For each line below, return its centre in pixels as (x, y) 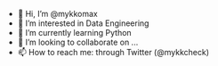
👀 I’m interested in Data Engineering (83, 23)
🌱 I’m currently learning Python (74, 33)
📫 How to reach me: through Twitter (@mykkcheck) (113, 52)
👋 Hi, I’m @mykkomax (57, 14)
